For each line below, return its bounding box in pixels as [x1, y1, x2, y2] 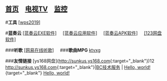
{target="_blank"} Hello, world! [5, 70, 70, 76]
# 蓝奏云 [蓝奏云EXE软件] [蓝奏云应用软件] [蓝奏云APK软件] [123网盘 [5, 30, 162, 36]
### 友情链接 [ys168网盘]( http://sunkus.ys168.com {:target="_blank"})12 [5, 58, 155, 64]
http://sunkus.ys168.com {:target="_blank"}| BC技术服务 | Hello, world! [5, 64, 151, 70]
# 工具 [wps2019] [5, 19, 41, 25]
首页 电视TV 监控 [5, 5, 68, 14]
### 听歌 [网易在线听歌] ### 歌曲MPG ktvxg [5, 47, 101, 53]
